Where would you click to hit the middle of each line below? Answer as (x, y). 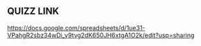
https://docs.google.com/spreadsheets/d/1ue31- (76, 27)
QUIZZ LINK (33, 11)
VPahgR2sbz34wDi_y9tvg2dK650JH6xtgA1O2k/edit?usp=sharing (101, 35)
